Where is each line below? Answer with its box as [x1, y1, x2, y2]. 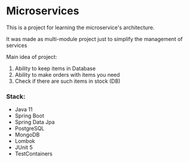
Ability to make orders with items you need [14, 71, 120, 78]
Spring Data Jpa [14, 119, 55, 126]
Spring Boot [14, 112, 45, 120]
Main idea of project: [6, 53, 57, 60]
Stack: [6, 92, 26, 101]
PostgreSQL [14, 125, 45, 132]
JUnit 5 [14, 144, 33, 151]
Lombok [14, 138, 36, 145]
